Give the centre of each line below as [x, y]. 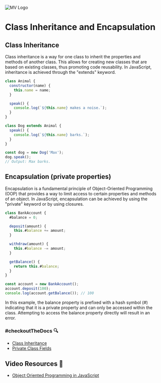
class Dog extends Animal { [33, 126]
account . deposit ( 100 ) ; [28, 289]
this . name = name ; [32, 90]
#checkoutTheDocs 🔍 [32, 331]
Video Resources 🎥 [34, 364]
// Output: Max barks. [28, 162]
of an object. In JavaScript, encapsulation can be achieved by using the [76, 199]
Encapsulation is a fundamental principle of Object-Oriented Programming [79, 188]
